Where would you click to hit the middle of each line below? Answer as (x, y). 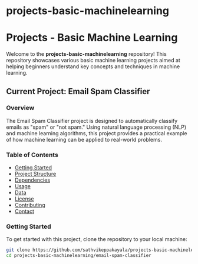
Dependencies (32, 180)
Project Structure (35, 174)
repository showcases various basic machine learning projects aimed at (93, 61)
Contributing (30, 205)
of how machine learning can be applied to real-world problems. (84, 139)
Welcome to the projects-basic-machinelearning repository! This (86, 54)
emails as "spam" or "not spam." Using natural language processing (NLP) (96, 127)
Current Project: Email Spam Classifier (78, 91)
